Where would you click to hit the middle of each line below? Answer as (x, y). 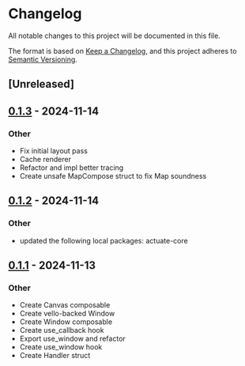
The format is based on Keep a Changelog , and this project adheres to (122, 51)
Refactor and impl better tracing (72, 168)
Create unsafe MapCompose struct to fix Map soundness (113, 176)
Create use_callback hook (62, 330)
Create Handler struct (55, 356)
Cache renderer (45, 160)
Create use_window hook (61, 347)
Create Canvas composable (65, 305)
